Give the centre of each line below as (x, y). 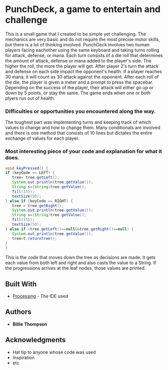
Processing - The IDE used (40, 296)
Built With (21, 284)
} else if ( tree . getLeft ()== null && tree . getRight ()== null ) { (70, 229)
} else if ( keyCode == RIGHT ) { (39, 201)
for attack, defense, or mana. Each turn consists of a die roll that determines (84, 55)
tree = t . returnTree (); (34, 238)
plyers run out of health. (30, 98)
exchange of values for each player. (42, 138)
